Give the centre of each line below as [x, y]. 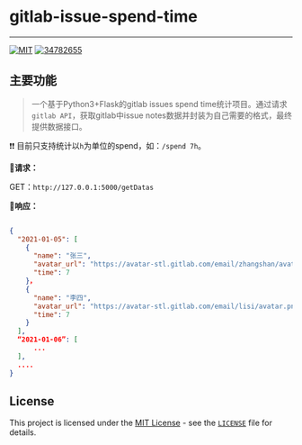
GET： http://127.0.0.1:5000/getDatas [82, 186]
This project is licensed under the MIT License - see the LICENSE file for [141, 423]
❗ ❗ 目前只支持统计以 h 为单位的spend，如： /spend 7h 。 [108, 145]
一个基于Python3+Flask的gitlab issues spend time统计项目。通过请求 [159, 104]
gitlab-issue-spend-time [103, 17]
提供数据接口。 [59, 126]
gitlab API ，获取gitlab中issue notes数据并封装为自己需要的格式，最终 [161, 115]
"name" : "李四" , [62, 298]
